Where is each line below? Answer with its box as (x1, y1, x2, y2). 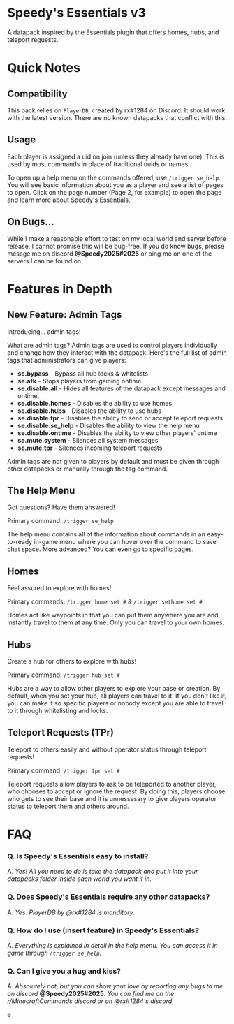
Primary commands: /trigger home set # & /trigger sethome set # (7, 597, 203, 606)
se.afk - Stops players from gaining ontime (17, 376, 142, 385)
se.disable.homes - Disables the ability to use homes (17, 399, 173, 407)
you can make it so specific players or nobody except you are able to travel (7, 699, 224, 707)
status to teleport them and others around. (7, 802, 129, 810)
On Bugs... (7, 216, 54, 228)
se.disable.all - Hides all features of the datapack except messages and (17, 384, 226, 393)
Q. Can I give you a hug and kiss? (7, 966, 121, 976)
